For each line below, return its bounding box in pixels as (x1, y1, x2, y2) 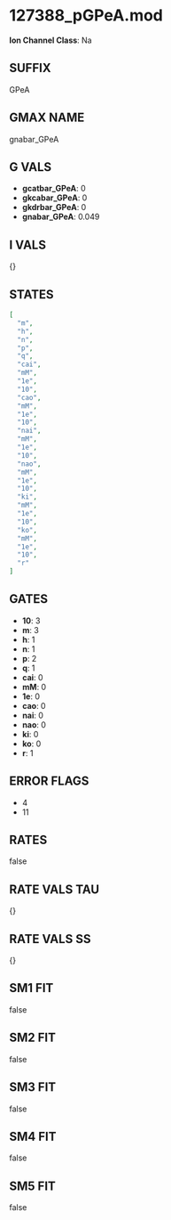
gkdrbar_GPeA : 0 (21, 202, 87, 213)
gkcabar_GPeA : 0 (21, 192, 88, 203)
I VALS (9, 237, 47, 252)
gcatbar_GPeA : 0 (21, 183, 86, 194)
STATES (9, 287, 55, 302)
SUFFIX (9, 61, 51, 76)
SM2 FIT (9, 1030, 56, 1045)
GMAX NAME (9, 110, 85, 126)
